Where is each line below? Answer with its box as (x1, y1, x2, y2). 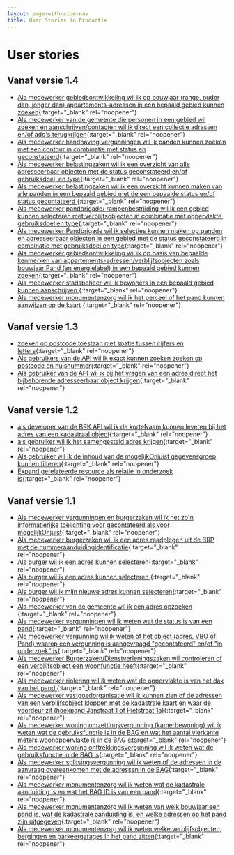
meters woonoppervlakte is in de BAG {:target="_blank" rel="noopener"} (17, 736, 226, 744)
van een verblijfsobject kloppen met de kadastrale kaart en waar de (17, 699, 211, 707)
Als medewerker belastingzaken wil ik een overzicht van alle (17, 160, 190, 168)
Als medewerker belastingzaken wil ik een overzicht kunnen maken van (17, 182, 223, 191)
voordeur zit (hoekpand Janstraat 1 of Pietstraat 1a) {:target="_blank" (17, 706, 214, 714)
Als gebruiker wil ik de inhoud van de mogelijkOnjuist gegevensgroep (17, 452, 217, 461)
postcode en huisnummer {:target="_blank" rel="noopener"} (17, 362, 190, 370)
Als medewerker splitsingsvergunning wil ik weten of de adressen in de (17, 758, 221, 766)
